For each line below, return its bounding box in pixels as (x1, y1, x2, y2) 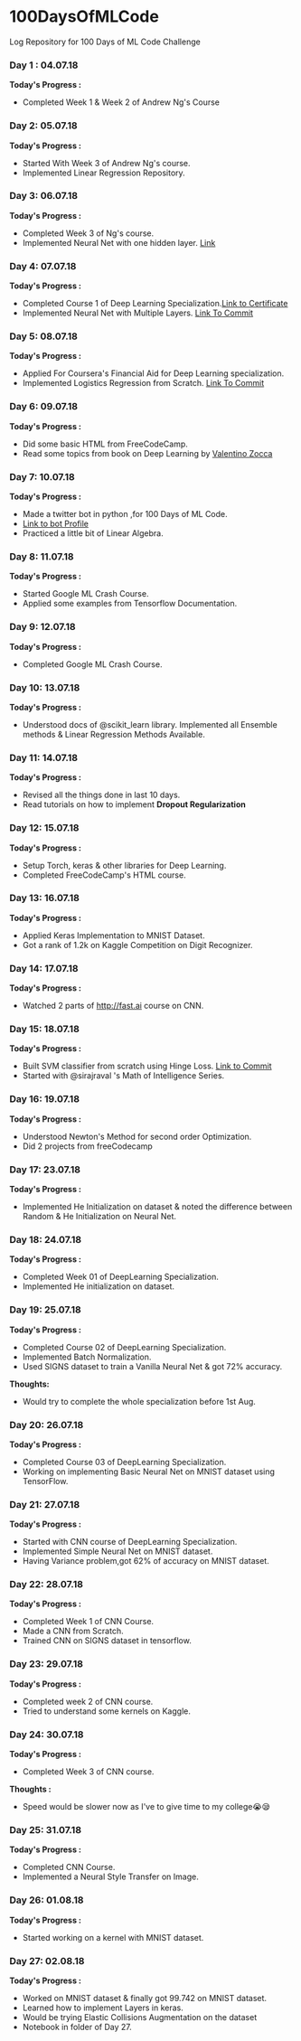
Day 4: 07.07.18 (9, 259, 77, 272)
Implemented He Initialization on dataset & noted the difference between (22, 1200, 293, 1212)
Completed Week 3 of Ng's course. (22, 228, 155, 239)
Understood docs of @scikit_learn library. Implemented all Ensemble (22, 719, 277, 729)
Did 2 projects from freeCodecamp (22, 1141, 154, 1152)
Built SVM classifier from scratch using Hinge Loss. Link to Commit (22, 1060, 273, 1072)
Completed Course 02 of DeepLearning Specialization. (22, 1341, 227, 1352)
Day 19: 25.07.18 (9, 1303, 81, 1316)
